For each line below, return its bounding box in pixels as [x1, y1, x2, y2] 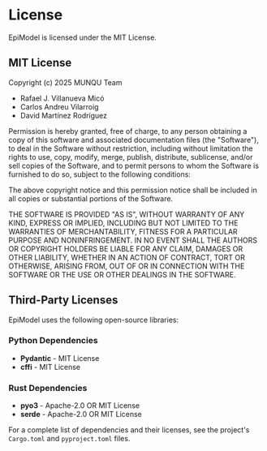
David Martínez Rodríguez [19, 110, 108, 120]
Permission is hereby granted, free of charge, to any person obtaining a [8, 126, 248, 135]
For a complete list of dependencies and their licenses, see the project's [8, 425, 250, 435]
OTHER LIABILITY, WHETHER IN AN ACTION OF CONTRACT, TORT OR [8, 252, 245, 262]
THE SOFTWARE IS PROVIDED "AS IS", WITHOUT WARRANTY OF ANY [8, 209, 245, 219]
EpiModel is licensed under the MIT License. [8, 32, 157, 42]
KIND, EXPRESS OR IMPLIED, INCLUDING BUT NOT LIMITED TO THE [8, 217, 239, 228]
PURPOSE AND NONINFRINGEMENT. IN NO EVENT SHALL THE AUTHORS [8, 235, 258, 245]
